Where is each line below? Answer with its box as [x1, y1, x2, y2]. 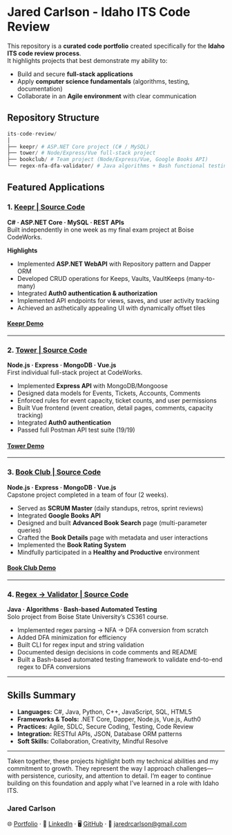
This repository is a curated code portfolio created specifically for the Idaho [7, 42, 225, 50]
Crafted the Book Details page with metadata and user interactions [17, 533, 209, 542]
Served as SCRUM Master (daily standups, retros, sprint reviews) [17, 504, 204, 512]
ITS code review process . [7, 49, 81, 57]
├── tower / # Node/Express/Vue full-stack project [7, 149, 156, 156]
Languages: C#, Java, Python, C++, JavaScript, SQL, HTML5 [17, 708, 192, 716]
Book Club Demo [7, 564, 57, 572]
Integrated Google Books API [17, 511, 101, 520]
